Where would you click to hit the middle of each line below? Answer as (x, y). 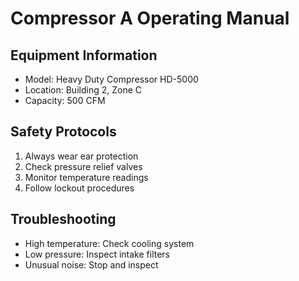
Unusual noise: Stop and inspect (91, 264)
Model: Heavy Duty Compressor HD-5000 (111, 79)
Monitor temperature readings (86, 177)
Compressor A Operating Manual (150, 18)
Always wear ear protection (81, 156)
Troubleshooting (63, 219)
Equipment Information (84, 55)
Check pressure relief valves (83, 166)
